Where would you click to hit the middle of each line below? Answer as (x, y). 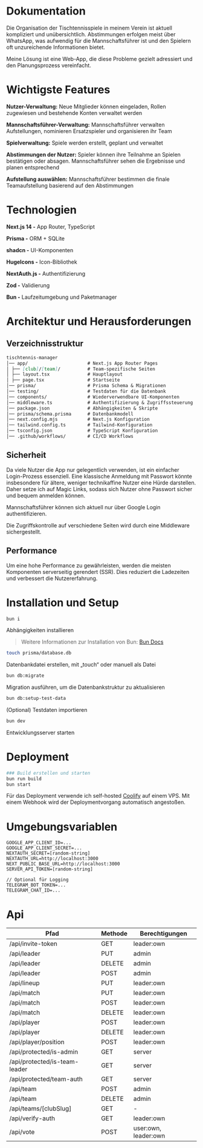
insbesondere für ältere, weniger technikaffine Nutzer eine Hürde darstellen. (101, 483)
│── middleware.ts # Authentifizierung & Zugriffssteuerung (100, 403)
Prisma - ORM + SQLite (36, 238)
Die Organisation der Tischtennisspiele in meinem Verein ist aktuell (89, 28)
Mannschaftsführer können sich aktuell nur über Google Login (84, 507)
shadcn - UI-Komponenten (40, 250)
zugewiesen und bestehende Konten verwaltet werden (74, 113)
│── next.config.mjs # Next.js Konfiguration (78, 419)
